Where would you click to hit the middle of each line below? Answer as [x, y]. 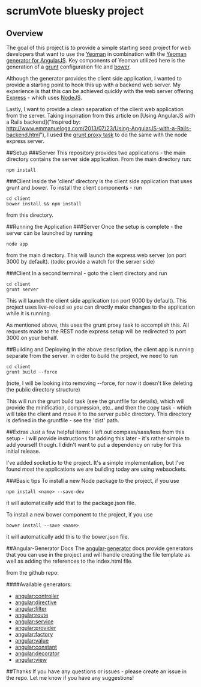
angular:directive [36, 602]
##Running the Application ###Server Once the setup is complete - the [94, 227]
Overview [25, 33]
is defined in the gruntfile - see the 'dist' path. [63, 420]
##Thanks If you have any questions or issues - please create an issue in [97, 671]
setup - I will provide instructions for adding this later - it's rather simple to [98, 438]
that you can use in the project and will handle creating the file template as [98, 555]
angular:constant [36, 647]
